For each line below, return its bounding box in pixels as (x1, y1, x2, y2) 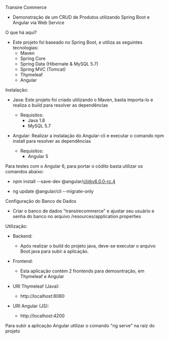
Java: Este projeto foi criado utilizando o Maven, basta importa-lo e (12, 97, 153, 103)
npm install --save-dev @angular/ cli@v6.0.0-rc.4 (12, 178, 116, 184)
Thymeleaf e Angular (20, 273, 64, 279)
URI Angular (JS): (12, 303, 49, 309)
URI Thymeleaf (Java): (12, 283, 60, 289)
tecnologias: (12, 45, 39, 50)
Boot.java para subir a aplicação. (20, 249, 89, 254)
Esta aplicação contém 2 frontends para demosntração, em (20, 268, 145, 274)
